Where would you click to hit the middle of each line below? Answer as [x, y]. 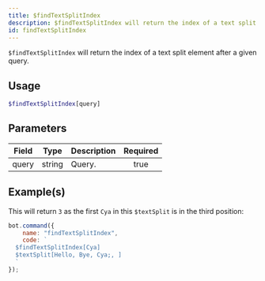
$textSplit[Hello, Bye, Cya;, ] [69, 255]
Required [141, 151]
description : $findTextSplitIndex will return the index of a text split [132, 23]
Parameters [38, 128]
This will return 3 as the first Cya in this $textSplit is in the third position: [126, 211]
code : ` [35, 240]
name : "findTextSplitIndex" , [70, 233]
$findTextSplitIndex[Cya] [58, 248]
